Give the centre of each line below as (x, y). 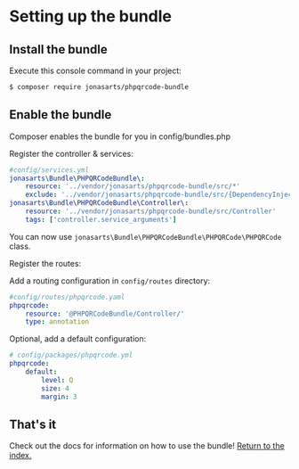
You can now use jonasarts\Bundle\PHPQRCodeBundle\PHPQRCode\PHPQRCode (145, 236)
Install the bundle (59, 49)
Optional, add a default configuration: (78, 339)
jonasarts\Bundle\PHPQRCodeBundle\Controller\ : (99, 203)
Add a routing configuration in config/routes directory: (110, 280)
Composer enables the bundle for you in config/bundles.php (120, 136)
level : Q (57, 380)
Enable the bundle (61, 115)
